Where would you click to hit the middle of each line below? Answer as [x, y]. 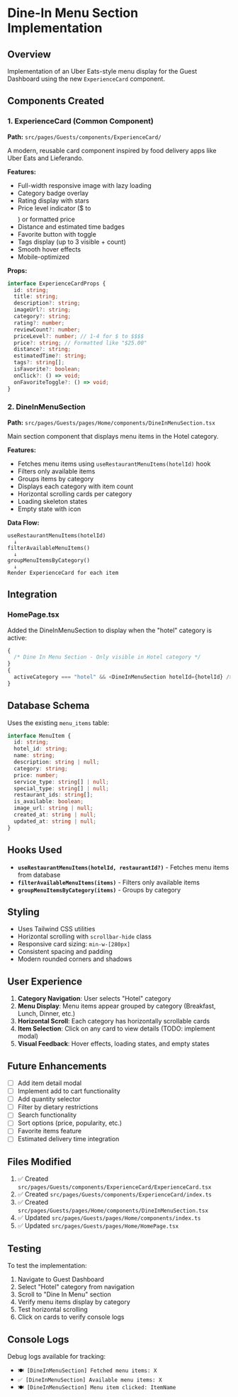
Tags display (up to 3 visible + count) [72, 242]
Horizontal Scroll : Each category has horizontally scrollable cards [114, 1021]
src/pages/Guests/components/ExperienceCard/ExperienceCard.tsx [114, 1188]
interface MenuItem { [39, 736]
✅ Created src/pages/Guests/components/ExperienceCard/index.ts [115, 1194]
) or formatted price [46, 219]
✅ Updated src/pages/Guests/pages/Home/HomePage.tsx [98, 1226]
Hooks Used [35, 850]
